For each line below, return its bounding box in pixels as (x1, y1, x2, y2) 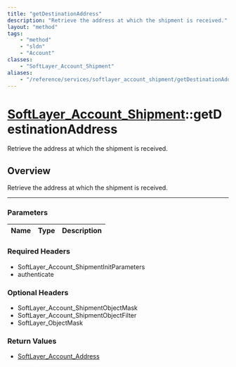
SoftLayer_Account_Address (17, 352, 100, 361)
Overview (7, 165, 51, 177)
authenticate (17, 270, 54, 278)
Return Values (7, 336, 57, 346)
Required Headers (7, 247, 70, 256)
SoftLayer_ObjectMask (17, 318, 83, 328)
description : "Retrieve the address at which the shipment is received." (7, 17, 228, 24)
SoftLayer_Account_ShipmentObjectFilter (17, 311, 137, 320)
